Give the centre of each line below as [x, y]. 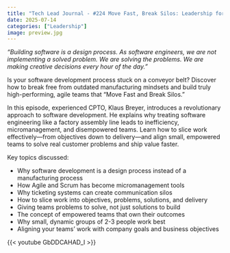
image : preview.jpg [35, 33]
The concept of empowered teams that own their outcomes [101, 215]
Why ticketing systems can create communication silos [94, 193]
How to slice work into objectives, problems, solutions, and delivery [112, 200]
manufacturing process [50, 178]
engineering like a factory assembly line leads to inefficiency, [93, 122]
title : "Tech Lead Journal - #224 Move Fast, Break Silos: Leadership [110, 13]
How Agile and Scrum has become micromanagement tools [101, 185]
